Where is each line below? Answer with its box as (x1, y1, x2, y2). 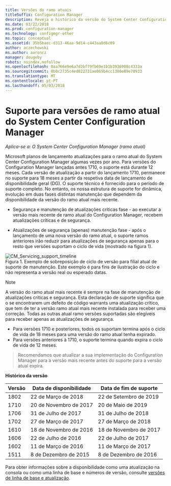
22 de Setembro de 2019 (98, 393, 159, 400)
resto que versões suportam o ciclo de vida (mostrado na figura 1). (12, 243, 153, 249)
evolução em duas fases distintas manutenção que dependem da (5, 191, 142, 197)
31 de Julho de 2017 (30, 410, 81, 417)
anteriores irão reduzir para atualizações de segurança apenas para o (12, 237, 159, 244)
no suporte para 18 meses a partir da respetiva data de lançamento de (5, 175, 153, 181)
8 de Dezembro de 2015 (30, 451, 90, 458)
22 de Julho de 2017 (98, 434, 149, 441)
